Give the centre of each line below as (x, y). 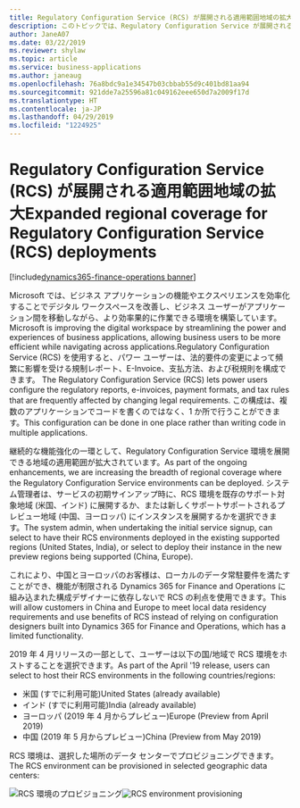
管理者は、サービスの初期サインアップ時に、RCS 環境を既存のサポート (147, 494)
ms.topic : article (43, 59)
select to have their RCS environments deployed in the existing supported (145, 537)
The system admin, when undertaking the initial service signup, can (148, 527)
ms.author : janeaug (46, 76)
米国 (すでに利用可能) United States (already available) (121, 694)
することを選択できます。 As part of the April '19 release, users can (147, 665)
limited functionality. (46, 636)
